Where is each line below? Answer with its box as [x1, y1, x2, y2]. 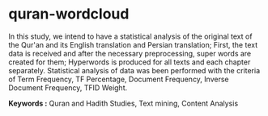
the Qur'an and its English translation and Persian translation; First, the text [8, 39, 257, 49]
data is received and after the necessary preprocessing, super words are [8, 48, 252, 58]
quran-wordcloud [8, 5, 130, 23]
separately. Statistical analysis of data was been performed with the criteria [8, 65, 261, 75]
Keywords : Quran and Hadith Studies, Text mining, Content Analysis [8, 98, 239, 108]
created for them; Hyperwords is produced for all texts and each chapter [8, 57, 251, 67]
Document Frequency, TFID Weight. [8, 82, 128, 93]
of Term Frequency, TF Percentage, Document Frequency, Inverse [8, 74, 229, 84]
